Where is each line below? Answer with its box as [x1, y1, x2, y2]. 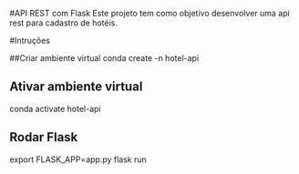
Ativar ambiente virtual [9, 79, 143, 95]
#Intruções [9, 36, 50, 46]
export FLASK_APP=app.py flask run [9, 154, 148, 165]
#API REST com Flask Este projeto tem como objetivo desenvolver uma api [9, 8, 290, 18]
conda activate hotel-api [9, 103, 102, 114]
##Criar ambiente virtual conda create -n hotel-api [9, 53, 200, 63]
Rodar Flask [9, 129, 78, 145]
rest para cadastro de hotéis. [9, 17, 119, 28]
